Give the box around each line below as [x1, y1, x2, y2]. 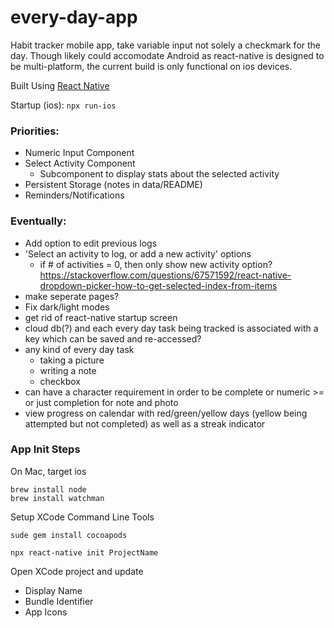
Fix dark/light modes [24, 301, 110, 313]
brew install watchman [10, 493, 105, 503]
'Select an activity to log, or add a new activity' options [24, 247, 252, 260]
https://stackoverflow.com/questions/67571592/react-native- [39, 269, 292, 281]
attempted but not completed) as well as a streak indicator [24, 417, 266, 430]
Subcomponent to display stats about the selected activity [39, 168, 280, 180]
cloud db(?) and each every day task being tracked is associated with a [24, 322, 319, 334]
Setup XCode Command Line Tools [10, 511, 155, 523]
